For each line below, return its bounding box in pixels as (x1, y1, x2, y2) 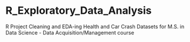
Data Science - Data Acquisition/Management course (5, 29, 134, 36)
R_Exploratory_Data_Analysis (5, 4, 152, 17)
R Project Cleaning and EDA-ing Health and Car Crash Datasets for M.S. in (5, 23, 185, 30)
